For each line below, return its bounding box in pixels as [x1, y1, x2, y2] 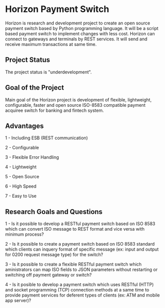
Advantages [5, 121, 44, 130]
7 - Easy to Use [5, 193, 37, 199]
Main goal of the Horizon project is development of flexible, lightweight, [5, 96, 152, 103]
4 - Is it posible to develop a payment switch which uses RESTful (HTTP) [5, 282, 154, 288]
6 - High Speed [5, 183, 37, 189]
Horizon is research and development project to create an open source [5, 20, 151, 26]
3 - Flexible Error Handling [5, 154, 59, 160]
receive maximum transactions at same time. [5, 41, 97, 47]
